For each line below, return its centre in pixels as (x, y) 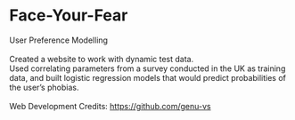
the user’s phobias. (44, 87)
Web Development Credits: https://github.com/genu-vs (110, 106)
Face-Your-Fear (69, 16)
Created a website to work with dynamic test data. (102, 59)
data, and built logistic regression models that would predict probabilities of (148, 77)
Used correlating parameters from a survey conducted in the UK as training (147, 68)
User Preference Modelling (59, 40)
